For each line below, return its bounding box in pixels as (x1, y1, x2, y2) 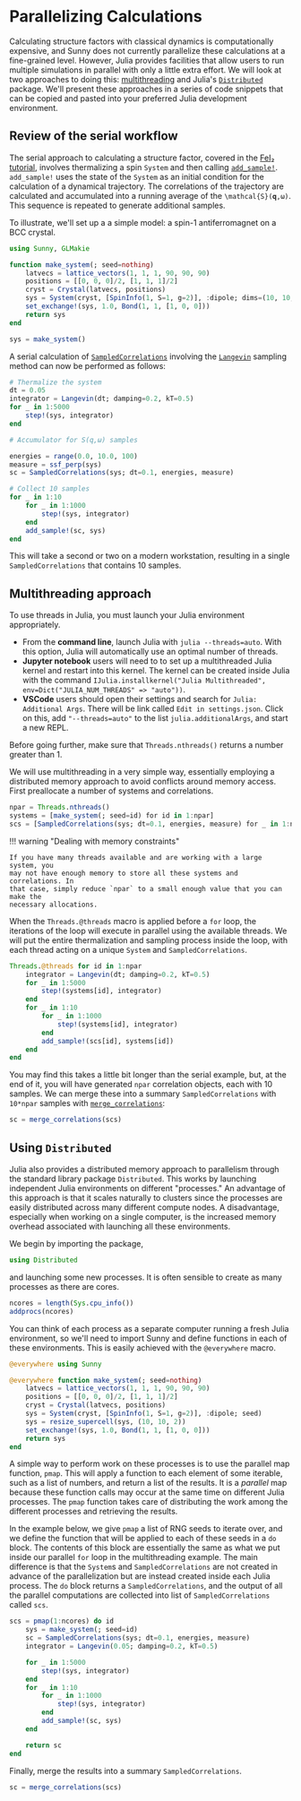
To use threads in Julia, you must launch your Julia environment (9, 610, 245, 621)
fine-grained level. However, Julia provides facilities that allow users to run (9, 55, 285, 65)
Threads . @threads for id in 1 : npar (9, 961, 142, 971)
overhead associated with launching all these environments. (9, 1221, 231, 1231)
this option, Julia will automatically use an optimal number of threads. (21, 647, 279, 657)
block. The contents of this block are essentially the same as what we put (9, 1542, 280, 1553)
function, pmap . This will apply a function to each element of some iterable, (9, 1468, 283, 1479)
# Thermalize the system (9, 378, 102, 387)
